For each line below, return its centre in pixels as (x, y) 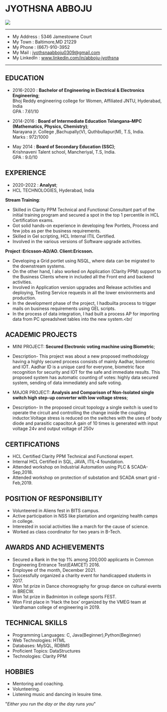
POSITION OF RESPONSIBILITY (54, 499)
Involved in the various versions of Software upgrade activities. (77, 241)
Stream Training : (23, 200)
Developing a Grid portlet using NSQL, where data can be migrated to (83, 260)
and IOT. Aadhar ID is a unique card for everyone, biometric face (79, 367)
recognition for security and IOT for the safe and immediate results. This (86, 372)
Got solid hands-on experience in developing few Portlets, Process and (85, 226)
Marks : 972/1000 (30, 137)
